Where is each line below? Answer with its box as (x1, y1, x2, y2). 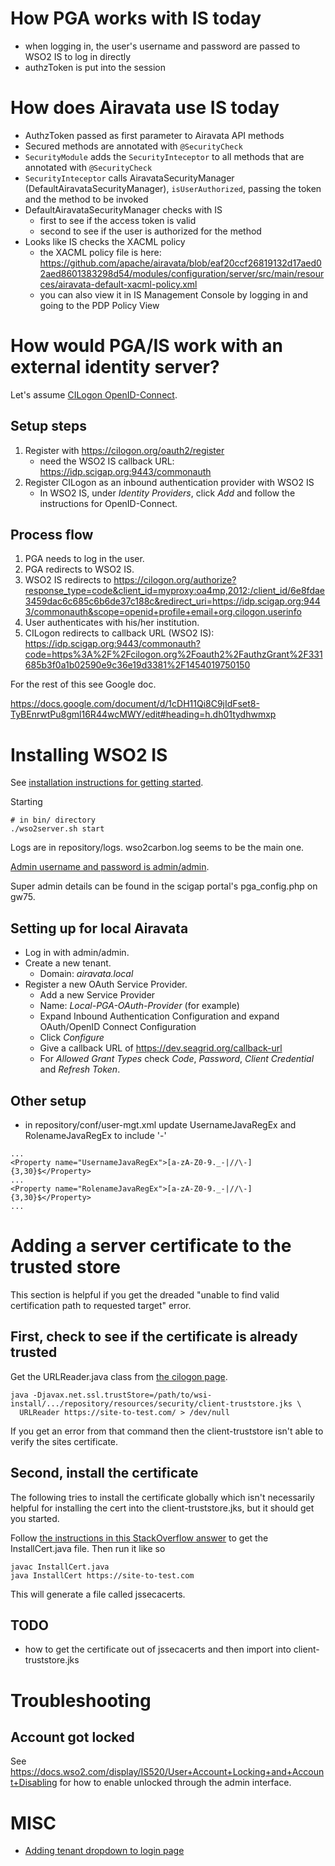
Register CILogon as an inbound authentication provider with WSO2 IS (24, 476, 315, 488)
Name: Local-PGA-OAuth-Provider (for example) (39, 1000, 240, 1012)
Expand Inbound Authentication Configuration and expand (39, 1010, 280, 1022)
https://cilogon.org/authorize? (113, 574, 237, 586)
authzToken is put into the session (24, 61, 167, 73)
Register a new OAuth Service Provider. (24, 978, 188, 991)
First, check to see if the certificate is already (10, 1328, 298, 1346)
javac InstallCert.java (10, 1562, 110, 1572)
